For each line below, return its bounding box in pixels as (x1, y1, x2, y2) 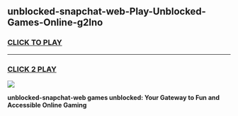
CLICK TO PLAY (7, 38, 62, 48)
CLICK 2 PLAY (7, 64, 57, 74)
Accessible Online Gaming (7, 101, 87, 109)
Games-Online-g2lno (7, 17, 103, 29)
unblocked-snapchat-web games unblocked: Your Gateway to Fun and (7, 93, 220, 101)
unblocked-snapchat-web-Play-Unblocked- (7, 6, 207, 18)
